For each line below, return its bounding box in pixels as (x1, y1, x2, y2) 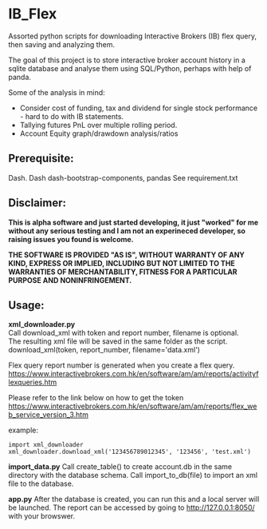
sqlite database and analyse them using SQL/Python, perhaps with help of (8, 63, 252, 73)
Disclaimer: (8, 197, 66, 210)
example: (8, 425, 38, 436)
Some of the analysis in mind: (8, 87, 105, 97)
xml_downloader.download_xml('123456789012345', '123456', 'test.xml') (8, 448, 251, 456)
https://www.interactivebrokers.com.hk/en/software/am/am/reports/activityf (8, 369, 259, 379)
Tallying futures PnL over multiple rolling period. (19, 120, 178, 129)
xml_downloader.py (8, 320, 76, 329)
